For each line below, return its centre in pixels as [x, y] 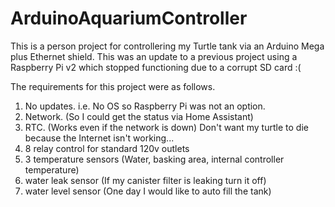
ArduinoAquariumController [129, 18]
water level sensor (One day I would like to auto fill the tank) [148, 191]
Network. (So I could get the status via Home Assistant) [139, 116]
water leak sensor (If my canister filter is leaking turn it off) [145, 180]
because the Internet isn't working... [99, 138]
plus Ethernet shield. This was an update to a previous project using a [154, 56]
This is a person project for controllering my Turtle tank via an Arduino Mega [167, 46]
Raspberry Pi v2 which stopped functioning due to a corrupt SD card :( [156, 67]
